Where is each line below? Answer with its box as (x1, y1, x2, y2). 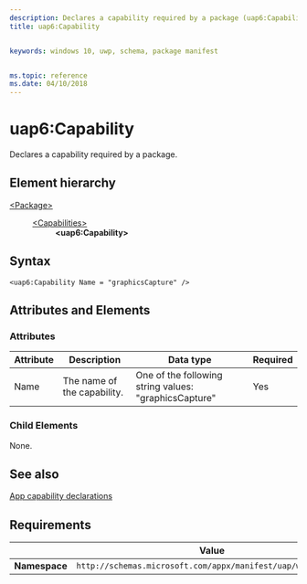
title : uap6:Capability (9, 22, 101, 31)
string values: (135, 380, 194, 393)
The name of (62, 375, 118, 388)
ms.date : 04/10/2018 (9, 80, 89, 89)
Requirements (9, 517, 91, 533)
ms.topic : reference (9, 70, 89, 80)
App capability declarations (9, 491, 112, 502)
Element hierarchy (9, 175, 116, 191)
